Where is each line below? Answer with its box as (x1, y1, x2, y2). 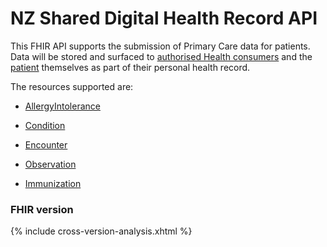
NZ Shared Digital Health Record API (10, 7, 318, 30)
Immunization (24, 177, 82, 189)
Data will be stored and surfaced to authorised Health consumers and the (10, 50, 313, 62)
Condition (24, 119, 66, 131)
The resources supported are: (10, 80, 134, 92)
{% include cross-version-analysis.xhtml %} (10, 225, 193, 237)
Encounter (24, 138, 68, 151)
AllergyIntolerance (24, 100, 101, 112)
